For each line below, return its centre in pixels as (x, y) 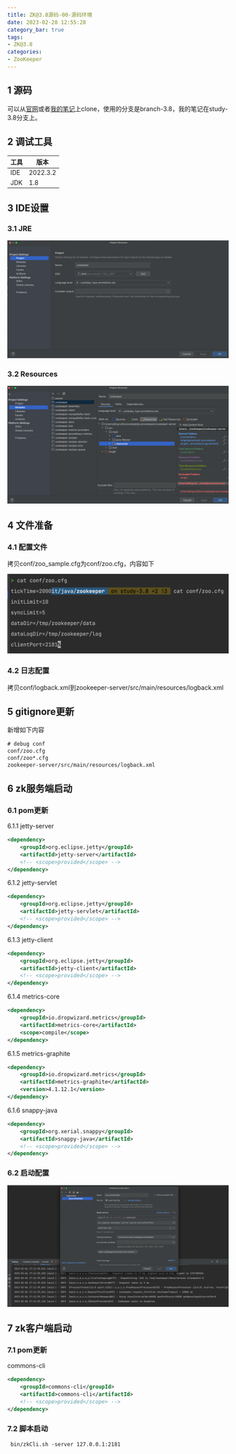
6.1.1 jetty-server (31, 826)
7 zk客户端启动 (40, 1328)
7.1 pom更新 (27, 1350)
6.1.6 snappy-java (32, 1110)
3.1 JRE (20, 229)
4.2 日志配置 (28, 671)
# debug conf (26, 744)
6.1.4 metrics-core (33, 997)
